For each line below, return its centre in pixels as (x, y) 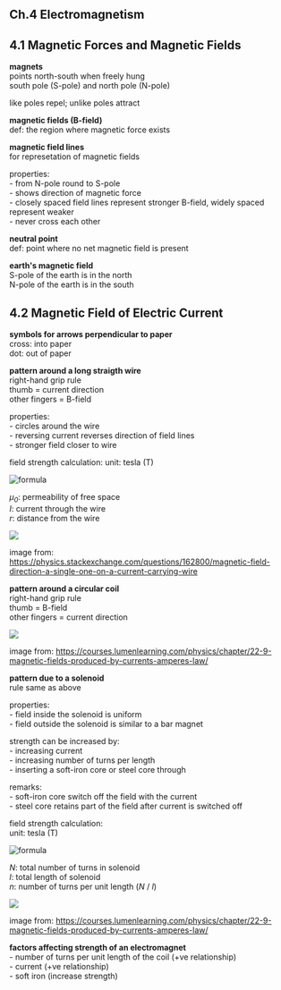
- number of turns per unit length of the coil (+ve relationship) (123, 957)
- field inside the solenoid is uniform (76, 714)
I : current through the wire (57, 508)
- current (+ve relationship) (59, 966)
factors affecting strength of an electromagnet (98, 947)
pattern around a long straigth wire (75, 371)
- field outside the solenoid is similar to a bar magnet (106, 723)
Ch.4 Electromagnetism (77, 15)
